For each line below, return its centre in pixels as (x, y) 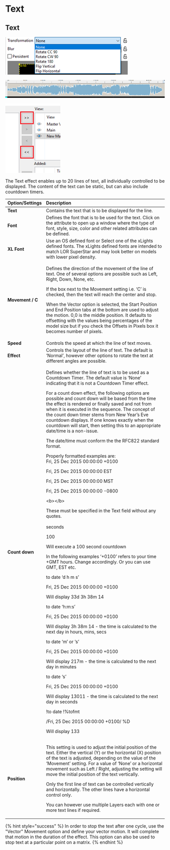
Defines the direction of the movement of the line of (100, 269)
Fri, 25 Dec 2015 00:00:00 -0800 (82, 491)
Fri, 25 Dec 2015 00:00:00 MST (80, 481)
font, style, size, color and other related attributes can (102, 228)
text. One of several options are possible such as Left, (102, 274)
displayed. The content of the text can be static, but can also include (77, 186)
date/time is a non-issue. (72, 431)
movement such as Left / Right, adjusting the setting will (104, 769)
